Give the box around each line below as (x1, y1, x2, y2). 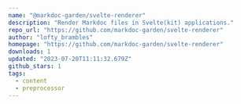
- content (15, 77, 47, 84)
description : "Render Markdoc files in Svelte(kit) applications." (8, 19, 235, 27)
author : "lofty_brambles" (8, 33, 93, 41)
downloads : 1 (8, 48, 51, 56)
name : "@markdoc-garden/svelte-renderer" (8, 11, 146, 20)
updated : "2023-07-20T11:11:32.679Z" (8, 56, 132, 63)
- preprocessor (15, 84, 65, 92)
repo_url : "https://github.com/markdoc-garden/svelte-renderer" (8, 26, 224, 34)
